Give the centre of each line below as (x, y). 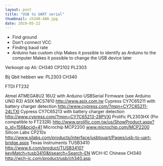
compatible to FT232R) (28, 122)
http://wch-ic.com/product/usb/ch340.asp (48, 158)
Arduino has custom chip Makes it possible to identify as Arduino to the (84, 53)
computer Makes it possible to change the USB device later (72, 58)
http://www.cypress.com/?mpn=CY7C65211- (103, 106)
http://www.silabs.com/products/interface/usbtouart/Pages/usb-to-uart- (78, 138)
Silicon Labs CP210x (26, 132)
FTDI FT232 (17, 87)
